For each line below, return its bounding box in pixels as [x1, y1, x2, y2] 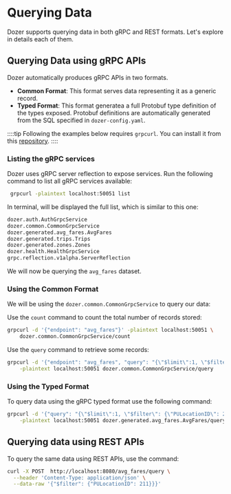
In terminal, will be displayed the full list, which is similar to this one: [7, 202, 199, 211]
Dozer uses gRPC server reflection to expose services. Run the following [7, 170, 213, 178]
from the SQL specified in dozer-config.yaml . [16, 116, 146, 124]
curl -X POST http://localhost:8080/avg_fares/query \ [7, 468, 170, 475]
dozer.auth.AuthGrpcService [7, 216, 88, 223]
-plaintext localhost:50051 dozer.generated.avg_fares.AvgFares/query [19, 417, 226, 424]
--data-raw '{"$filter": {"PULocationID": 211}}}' [13, 481, 162, 488]
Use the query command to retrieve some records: [7, 346, 149, 354]
